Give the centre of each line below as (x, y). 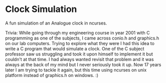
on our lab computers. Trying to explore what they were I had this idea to (80, 43)
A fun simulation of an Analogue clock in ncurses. (56, 23)
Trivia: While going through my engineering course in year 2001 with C (78, 32)
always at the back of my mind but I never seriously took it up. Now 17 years (83, 64)
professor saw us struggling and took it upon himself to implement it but (79, 54)
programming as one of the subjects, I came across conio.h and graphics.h (82, 38)
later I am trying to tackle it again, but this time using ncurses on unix (76, 70)
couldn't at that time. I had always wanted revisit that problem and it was (80, 59)
